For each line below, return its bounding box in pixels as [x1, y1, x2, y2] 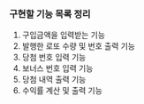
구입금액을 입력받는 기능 [21, 29, 106, 41]
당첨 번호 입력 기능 [21, 52, 87, 63]
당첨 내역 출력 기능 [21, 74, 87, 85]
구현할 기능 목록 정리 [9, 7, 91, 20]
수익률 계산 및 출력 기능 [21, 85, 103, 96]
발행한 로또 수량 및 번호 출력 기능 [21, 41, 135, 52]
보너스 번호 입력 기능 [21, 63, 94, 74]
